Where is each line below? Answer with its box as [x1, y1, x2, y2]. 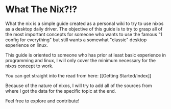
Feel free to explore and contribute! [5, 98, 80, 104]
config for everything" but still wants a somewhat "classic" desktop [5, 37, 147, 43]
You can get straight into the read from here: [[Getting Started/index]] [5, 72, 152, 78]
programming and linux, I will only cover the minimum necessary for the [5, 57, 156, 63]
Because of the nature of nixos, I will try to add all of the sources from [5, 83, 152, 89]
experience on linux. [5, 42, 48, 48]
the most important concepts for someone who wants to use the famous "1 [5, 31, 162, 37]
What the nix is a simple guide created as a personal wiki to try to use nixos [5, 20, 164, 26]
